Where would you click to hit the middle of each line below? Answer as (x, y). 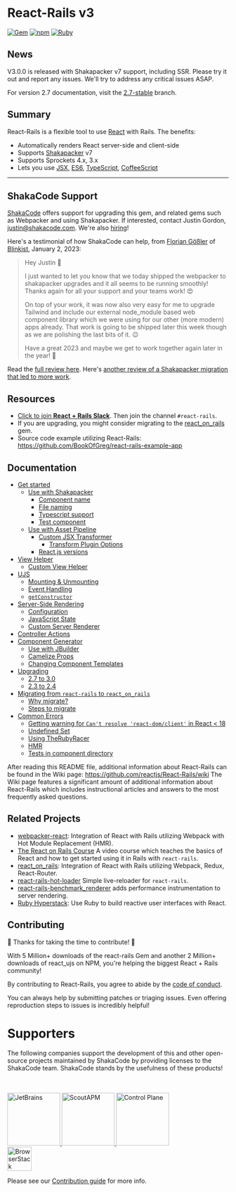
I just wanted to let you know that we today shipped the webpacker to (125, 276)
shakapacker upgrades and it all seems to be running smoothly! (116, 284)
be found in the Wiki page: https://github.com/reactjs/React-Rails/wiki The (115, 774)
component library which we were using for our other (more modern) (124, 320)
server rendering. (42, 895)
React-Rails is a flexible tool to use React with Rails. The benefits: (101, 131)
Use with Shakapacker (60, 492)
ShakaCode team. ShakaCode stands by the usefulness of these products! (115, 1068)
